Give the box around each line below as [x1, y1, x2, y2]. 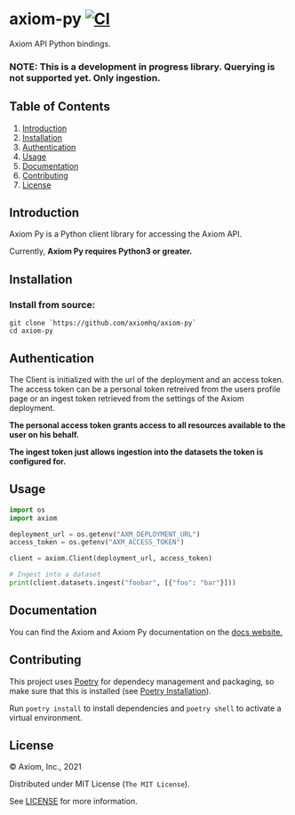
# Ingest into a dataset [9, 570, 101, 579]
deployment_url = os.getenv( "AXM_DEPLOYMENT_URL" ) [9, 529, 201, 538]
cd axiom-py [9, 327, 53, 335]
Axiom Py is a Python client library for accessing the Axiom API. [9, 229, 243, 239]
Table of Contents [9, 99, 111, 115]
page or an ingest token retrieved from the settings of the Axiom [9, 392, 244, 404]
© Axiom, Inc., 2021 [9, 762, 82, 772]
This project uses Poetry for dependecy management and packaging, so [9, 676, 275, 687]
